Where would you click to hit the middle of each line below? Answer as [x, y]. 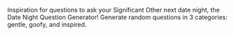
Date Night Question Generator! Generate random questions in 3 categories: [117, 17]
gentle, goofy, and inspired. [47, 24]
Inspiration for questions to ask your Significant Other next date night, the [113, 10]
